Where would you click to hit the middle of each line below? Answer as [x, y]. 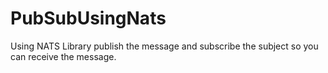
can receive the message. [63, 56]
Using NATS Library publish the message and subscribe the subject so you [164, 46]
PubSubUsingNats [88, 18]
